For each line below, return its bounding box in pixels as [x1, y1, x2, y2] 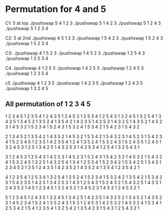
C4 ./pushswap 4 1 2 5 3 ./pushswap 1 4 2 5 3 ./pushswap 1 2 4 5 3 [5, 65, 144, 71]
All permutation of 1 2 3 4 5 [5, 100, 91, 108]
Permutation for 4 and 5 [5, 3, 106, 15]
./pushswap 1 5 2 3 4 [5, 40, 49, 46]
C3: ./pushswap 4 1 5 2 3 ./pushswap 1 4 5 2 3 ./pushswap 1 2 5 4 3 [5, 50, 145, 56]
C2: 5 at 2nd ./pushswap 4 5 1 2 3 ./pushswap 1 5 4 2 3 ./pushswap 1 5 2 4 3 [5, 35, 163, 41]
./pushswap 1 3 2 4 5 [5, 85, 49, 91]
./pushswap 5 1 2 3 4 [5, 25, 49, 31]
